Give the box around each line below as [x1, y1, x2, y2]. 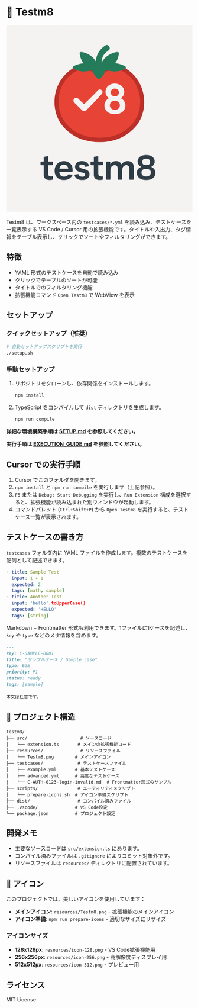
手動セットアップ [6, 365, 55, 373]
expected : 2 [11, 581, 41, 588]
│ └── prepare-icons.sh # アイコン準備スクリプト [6, 791, 129, 798]
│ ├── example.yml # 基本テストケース [6, 767, 115, 772]
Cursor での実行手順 [6, 459, 81, 469]
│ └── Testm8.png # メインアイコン [6, 754, 111, 760]
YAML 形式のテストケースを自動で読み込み [14, 269, 119, 276]
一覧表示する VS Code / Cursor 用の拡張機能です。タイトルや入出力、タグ [6, 226, 186, 233]
